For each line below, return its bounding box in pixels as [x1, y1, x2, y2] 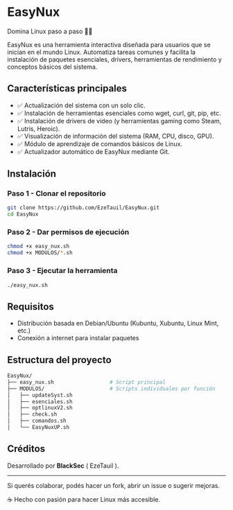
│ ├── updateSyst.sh [7, 392, 73, 398]
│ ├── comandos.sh [7, 417, 67, 425]
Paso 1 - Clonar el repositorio [7, 188, 106, 198]
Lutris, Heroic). [17, 124, 60, 132]
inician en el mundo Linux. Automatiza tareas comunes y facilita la [7, 48, 196, 56]
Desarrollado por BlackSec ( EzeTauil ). [7, 461, 119, 470]
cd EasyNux [7, 211, 39, 218]
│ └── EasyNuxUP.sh [7, 424, 70, 431]
